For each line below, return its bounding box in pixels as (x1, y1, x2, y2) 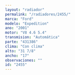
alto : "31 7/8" (5, 48, 36, 53)
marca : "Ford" (5, 16, 34, 21)
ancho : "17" (5, 53, 29, 58)
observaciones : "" (5, 58, 42, 63)
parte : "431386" (5, 39, 38, 44)
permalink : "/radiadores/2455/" (5, 12, 71, 17)
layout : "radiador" (5, 7, 45, 12)
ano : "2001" (5, 26, 29, 31)
